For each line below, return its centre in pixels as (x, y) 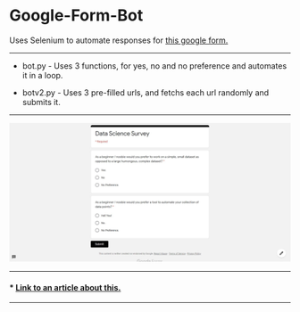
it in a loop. (42, 75)
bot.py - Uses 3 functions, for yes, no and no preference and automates (154, 66)
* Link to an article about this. (65, 287)
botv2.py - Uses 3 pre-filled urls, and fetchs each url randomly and (146, 92)
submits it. (41, 102)
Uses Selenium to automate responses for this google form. (119, 40)
